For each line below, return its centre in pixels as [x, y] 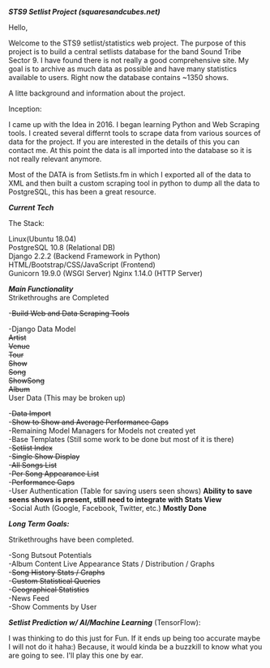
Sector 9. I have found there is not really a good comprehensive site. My [129, 60]
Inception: [25, 109]
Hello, [18, 27]
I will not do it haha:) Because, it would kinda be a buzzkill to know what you [135, 647]
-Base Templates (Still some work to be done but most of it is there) [121, 439]
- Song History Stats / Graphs [57, 572]
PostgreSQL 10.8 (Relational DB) [62, 247]
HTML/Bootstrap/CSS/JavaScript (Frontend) [82, 265]
